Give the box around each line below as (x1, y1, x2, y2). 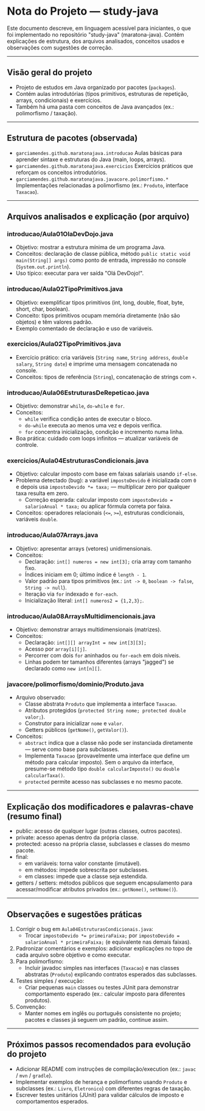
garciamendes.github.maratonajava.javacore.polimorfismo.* (15, 176, 169, 183)
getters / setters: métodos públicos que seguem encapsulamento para (15, 879, 192, 886)
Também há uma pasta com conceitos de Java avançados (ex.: (15, 103, 174, 110)
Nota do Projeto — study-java (7, 4, 159, 18)
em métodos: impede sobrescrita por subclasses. (24, 866, 149, 874)
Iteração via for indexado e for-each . (24, 590, 119, 598)
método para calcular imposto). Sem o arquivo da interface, (24, 759, 175, 766)
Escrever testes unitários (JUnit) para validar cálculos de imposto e (15, 1091, 184, 1098)
